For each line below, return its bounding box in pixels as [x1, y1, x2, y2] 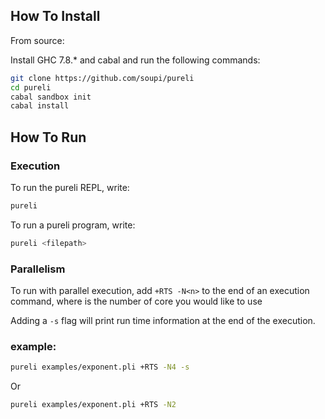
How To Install [10, 8, 101, 25]
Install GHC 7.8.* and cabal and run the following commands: [10, 54, 261, 66]
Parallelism [10, 262, 66, 276]
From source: [10, 34, 65, 46]
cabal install [10, 101, 70, 111]
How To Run [10, 129, 87, 146]
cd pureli [10, 82, 52, 93]
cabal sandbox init [10, 92, 92, 102]
